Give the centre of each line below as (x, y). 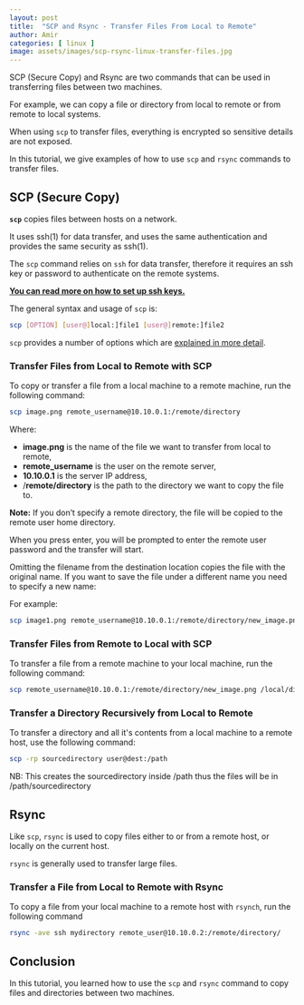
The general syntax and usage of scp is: (84, 308)
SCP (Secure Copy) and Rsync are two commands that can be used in (140, 77)
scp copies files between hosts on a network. (94, 219)
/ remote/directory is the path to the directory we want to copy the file (153, 485)
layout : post (34, 18)
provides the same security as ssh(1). (79, 246)
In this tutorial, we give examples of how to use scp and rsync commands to (150, 159)
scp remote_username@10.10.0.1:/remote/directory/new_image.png (133, 690)
